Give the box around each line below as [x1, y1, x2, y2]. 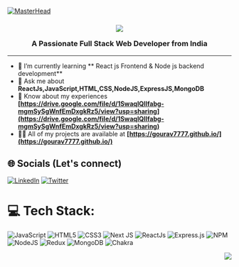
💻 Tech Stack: [7, 202, 95, 219]
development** [17, 69, 63, 77]
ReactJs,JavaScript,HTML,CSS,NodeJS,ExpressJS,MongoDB [17, 84, 205, 92]
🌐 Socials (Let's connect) [7, 158, 122, 170]
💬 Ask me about [17, 77, 65, 85]
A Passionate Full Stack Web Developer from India [31, 39, 208, 49]
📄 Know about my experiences [17, 92, 108, 100]
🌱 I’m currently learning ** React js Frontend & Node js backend [17, 61, 205, 70]
